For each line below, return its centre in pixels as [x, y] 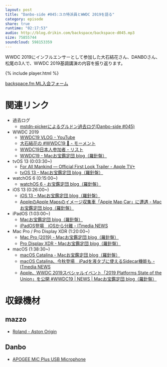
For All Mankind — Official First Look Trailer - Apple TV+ [78, 166]
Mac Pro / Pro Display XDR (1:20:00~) [51, 231]
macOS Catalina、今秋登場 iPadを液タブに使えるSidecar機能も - [87, 261]
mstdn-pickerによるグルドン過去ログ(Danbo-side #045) [77, 126]
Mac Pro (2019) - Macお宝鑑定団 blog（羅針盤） [69, 237]
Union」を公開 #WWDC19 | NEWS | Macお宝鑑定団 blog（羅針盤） [88, 279]
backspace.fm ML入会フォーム [37, 83]
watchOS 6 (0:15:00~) [35, 178]
